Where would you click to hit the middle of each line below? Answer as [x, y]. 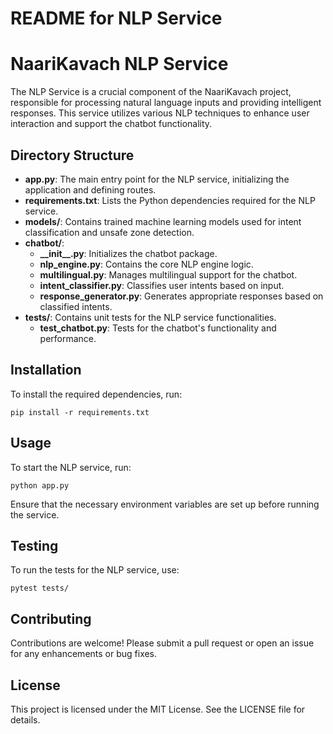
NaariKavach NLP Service [119, 64]
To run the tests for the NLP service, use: [95, 570]
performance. [68, 338]
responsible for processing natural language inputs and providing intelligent [166, 103]
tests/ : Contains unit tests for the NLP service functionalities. [150, 317]
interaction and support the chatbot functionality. [111, 124]
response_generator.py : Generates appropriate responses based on [181, 296]
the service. [35, 514]
